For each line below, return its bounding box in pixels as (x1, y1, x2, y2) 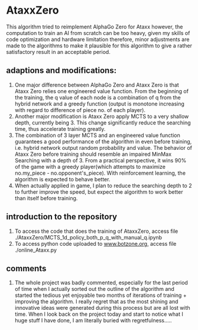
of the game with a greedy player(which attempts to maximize (14, 163, 165, 170)
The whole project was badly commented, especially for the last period (14, 279, 188, 286)
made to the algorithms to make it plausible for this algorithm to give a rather (6, 42, 192, 49)
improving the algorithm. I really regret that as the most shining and (14, 298, 178, 305)
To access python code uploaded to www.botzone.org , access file (14, 240, 177, 247)
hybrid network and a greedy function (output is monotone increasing (14, 100, 185, 107)
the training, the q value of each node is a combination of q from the (14, 94, 181, 101)
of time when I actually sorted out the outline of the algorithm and (14, 286, 174, 293)
